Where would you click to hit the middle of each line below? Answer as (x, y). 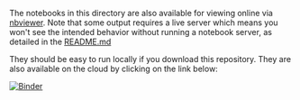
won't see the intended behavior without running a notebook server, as (141, 32)
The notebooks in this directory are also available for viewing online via (141, 13)
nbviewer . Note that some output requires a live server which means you (144, 23)
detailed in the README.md (60, 41)
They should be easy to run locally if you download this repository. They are (150, 59)
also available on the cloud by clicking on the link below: (114, 68)
